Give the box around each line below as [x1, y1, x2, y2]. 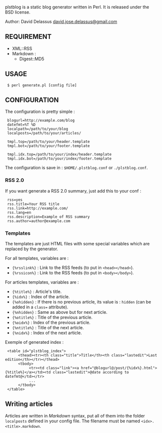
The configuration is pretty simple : [5, 109, 75, 114]
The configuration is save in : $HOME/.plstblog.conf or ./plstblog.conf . [5, 165, 148, 171]
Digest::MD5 [19, 56, 45, 62]
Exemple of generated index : [5, 339, 64, 345]
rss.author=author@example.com [7, 218, 70, 224]
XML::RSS [12, 46, 32, 51]
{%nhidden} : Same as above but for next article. [12, 309, 108, 315]
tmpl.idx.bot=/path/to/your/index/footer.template [7, 156, 112, 161]
